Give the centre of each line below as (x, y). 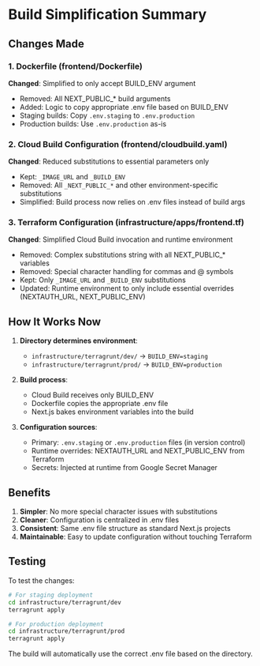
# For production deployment (56, 624)
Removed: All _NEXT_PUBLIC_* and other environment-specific (119, 185)
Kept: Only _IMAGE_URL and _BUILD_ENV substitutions (103, 280)
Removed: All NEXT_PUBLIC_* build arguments (95, 98)
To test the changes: (41, 580)
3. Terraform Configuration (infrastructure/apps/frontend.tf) (126, 223)
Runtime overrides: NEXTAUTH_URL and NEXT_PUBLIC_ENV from (138, 451)
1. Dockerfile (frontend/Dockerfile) (76, 66)
